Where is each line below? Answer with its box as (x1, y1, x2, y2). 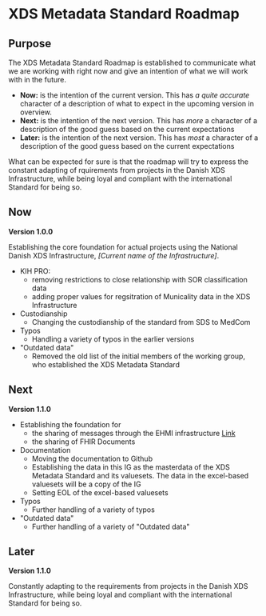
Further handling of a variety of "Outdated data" (31, 522, 190, 531)
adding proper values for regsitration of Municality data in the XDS (31, 291, 251, 301)
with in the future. (8, 75, 66, 84)
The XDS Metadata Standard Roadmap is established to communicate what (8, 58, 256, 67)
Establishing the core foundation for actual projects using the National (8, 242, 238, 252)
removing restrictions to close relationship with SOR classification (31, 274, 248, 284)
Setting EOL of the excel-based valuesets (31, 487, 169, 497)
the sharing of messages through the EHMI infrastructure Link (31, 428, 236, 438)
